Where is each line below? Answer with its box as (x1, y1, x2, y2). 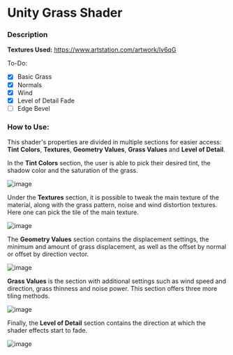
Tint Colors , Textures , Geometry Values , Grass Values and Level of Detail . (7, 145, 225, 154)
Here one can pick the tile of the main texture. (7, 208, 140, 217)
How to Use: (7, 122, 50, 132)
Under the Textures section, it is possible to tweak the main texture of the (7, 193, 220, 202)
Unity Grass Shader (7, 5, 123, 21)
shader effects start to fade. (7, 326, 88, 335)
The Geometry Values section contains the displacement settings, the (7, 235, 209, 243)
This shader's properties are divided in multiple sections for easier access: (7, 138, 222, 146)
